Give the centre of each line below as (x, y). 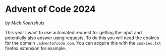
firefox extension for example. (36, 48)
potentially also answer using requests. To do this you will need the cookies (82, 38)
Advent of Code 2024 (50, 9)
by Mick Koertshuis (25, 23)
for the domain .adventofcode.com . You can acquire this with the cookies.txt (83, 43)
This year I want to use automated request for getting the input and (74, 32)
